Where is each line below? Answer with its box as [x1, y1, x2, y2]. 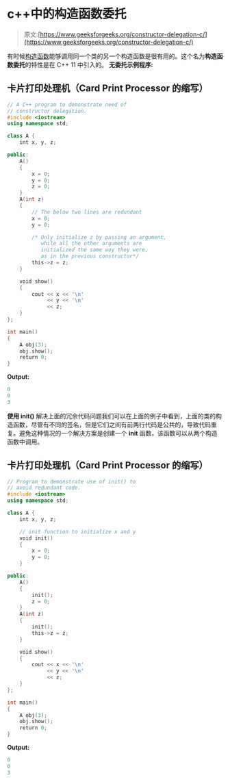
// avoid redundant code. [7, 484, 81, 492]
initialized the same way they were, [40, 247, 149, 253]
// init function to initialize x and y [19, 528, 136, 535]
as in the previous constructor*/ [40, 253, 139, 260]
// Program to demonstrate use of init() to [7, 478, 136, 485]
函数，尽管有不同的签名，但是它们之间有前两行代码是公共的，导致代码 [12, 420, 211, 429]
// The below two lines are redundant [31, 208, 142, 216]
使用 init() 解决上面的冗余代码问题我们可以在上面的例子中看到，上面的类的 [7, 412, 216, 420]
